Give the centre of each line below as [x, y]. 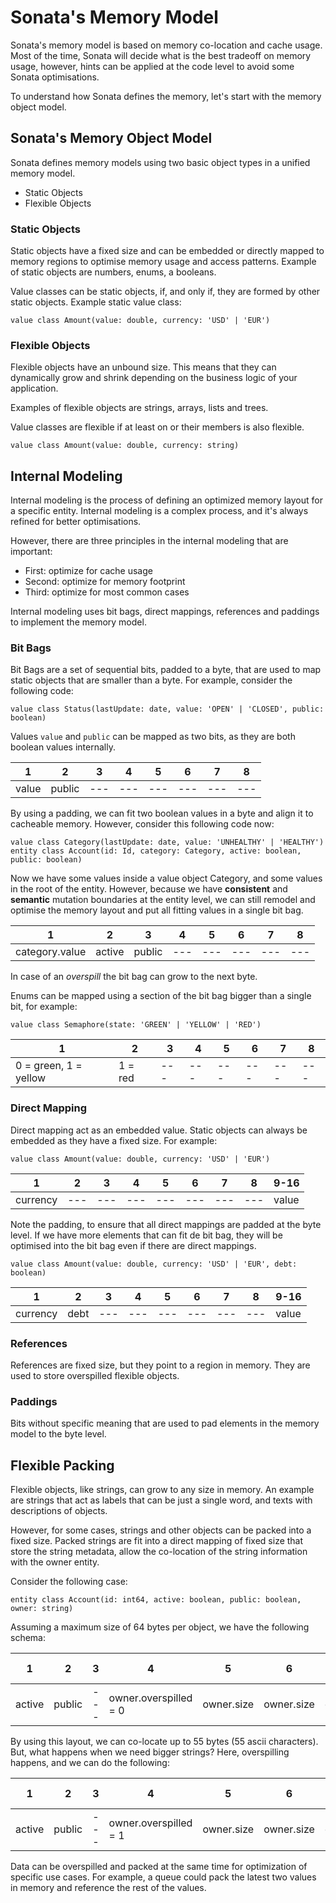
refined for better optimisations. [76, 522]
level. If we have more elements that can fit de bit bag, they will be [146, 1235]
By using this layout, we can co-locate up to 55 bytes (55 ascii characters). [164, 1742]
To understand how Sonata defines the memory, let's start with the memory [166, 96]
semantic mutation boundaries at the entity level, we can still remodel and [163, 900]
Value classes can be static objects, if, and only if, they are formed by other [165, 292]
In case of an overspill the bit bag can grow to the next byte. [134, 977]
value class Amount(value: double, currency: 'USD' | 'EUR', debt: [154, 1264]
